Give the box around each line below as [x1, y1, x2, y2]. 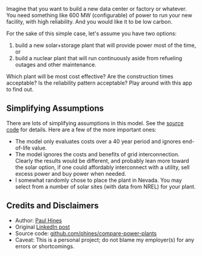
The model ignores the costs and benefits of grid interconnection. [15, 150, 180, 157]
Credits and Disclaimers [6, 201, 99, 211]
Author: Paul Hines [15, 216, 62, 224]
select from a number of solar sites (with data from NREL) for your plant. [15, 182, 196, 190]
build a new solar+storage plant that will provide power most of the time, [15, 42, 197, 49]
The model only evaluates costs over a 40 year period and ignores [15, 137, 181, 145]
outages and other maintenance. [15, 61, 97, 68]
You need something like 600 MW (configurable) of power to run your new [6, 12, 192, 19]
